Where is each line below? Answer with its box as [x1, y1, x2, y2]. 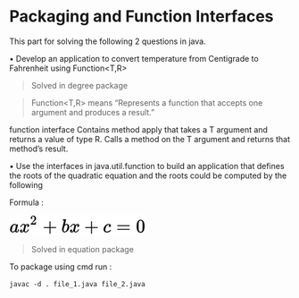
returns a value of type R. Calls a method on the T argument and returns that [9, 133, 291, 144]
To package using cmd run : [9, 261, 112, 272]
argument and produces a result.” [30, 106, 155, 117]
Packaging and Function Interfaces [9, 6, 274, 27]
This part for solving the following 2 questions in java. [9, 36, 207, 47]
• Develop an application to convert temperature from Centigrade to [9, 53, 259, 64]
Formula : [9, 197, 45, 208]
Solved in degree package [30, 80, 128, 90]
